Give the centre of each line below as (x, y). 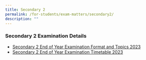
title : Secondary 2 (25, 10)
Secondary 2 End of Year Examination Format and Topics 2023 (76, 47)
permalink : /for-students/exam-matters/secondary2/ (59, 14)
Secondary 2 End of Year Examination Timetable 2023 (68, 52)
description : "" (22, 19)
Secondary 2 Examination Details (46, 36)
